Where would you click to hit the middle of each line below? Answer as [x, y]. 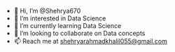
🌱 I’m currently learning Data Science [68, 26]
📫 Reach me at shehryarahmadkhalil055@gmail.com [91, 41]
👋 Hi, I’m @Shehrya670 [47, 11]
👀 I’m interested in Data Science [60, 18]
